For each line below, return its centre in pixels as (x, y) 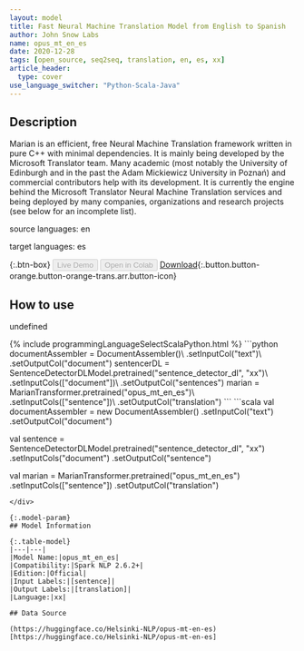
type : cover (40, 77)
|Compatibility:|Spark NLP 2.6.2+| (77, 566)
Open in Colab (128, 266)
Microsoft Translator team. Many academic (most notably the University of (148, 163)
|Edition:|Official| (49, 574)
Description (43, 122)
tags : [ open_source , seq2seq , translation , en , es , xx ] (117, 60)
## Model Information (50, 526)
